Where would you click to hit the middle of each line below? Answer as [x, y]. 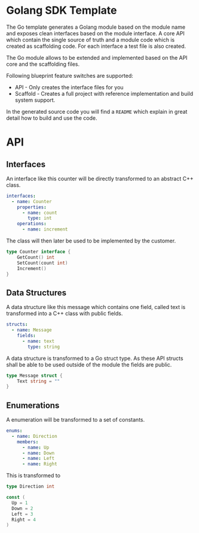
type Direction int [30, 487]
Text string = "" [39, 381]
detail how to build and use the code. [52, 118]
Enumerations [33, 405]
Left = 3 [22, 514]
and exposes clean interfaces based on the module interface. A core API [96, 33]
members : [28, 442]
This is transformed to [33, 476]
